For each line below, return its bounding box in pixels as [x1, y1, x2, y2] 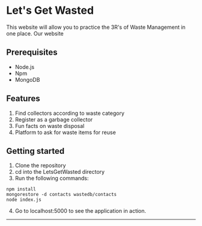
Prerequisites [6, 47, 58, 58]
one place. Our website [6, 29, 64, 37]
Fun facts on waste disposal [14, 122, 85, 129]
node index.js [6, 197, 42, 203]
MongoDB [14, 76, 40, 83]
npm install [6, 186, 36, 192]
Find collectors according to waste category [14, 109, 125, 117]
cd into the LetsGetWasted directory [14, 168, 105, 176]
